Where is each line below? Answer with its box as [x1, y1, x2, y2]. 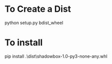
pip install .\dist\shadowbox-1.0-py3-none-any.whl [4, 53, 108, 59]
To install [4, 37, 43, 48]
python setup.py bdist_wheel [4, 20, 64, 26]
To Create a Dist [4, 3, 71, 15]
